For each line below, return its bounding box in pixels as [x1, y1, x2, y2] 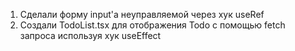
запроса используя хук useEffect [19, 30, 162, 41]
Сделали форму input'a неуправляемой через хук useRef [19, 9, 265, 20]
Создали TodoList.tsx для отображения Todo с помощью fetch [19, 19, 286, 31]
